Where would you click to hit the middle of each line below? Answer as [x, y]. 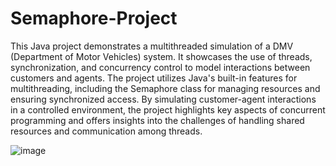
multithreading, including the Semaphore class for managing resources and [165, 88]
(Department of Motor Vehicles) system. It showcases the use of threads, [161, 56]
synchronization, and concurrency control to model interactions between [160, 67]
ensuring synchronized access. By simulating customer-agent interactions [163, 99]
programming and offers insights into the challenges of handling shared [157, 120]
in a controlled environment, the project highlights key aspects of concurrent [168, 109]
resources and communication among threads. [106, 131]
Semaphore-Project [94, 18]
